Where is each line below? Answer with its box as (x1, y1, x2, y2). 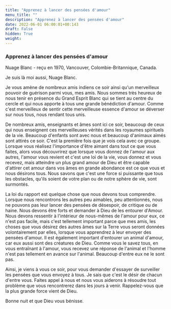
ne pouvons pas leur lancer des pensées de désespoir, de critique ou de (5, 202, 157, 208)
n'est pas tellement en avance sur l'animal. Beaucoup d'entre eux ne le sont (5, 251, 165, 257)
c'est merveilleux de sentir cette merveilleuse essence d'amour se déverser (5, 106, 165, 113)
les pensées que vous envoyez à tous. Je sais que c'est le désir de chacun (5, 272, 162, 278)
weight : (5, 36, 22, 41)
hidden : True (5, 31, 33, 36)
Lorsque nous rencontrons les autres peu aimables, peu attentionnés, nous (5, 196, 163, 203)
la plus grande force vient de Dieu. (5, 288, 78, 294)
